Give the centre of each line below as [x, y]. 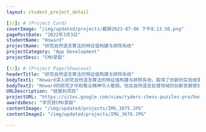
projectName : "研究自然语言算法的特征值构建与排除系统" [71, 46]
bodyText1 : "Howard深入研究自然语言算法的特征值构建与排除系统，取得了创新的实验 [100, 80]
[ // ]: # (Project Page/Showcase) [49, 68]
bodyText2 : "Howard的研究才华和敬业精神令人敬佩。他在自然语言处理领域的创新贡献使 [102, 86]
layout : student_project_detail [48, 12]
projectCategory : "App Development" [53, 52]
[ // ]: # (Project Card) [37, 23]
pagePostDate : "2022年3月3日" [44, 34]
